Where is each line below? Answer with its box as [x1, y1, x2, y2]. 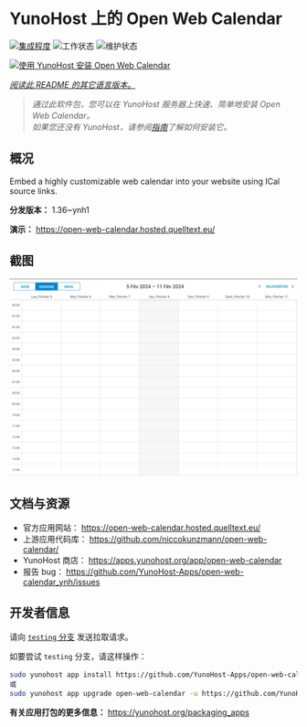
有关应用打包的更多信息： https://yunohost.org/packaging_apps [9, 707, 249, 718]
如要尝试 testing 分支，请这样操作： [9, 650, 147, 661]
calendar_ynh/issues [22, 576, 101, 587]
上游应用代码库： [22, 533, 88, 544]
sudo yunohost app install [9, 669, 112, 679]
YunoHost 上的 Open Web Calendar [9, 8, 283, 29]
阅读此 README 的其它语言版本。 [9, 79, 136, 90]
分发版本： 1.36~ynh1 [9, 204, 90, 215]
